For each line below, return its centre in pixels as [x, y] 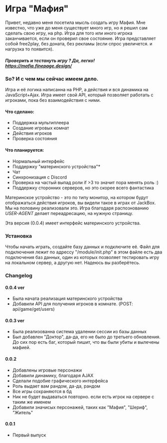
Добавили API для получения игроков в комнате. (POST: [73, 304]
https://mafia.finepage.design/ [39, 66]
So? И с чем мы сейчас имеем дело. [52, 79]
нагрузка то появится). [29, 49]
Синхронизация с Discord [40, 177]
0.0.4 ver [15, 287]
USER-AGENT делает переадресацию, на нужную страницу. [69, 213]
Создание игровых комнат [41, 128]
